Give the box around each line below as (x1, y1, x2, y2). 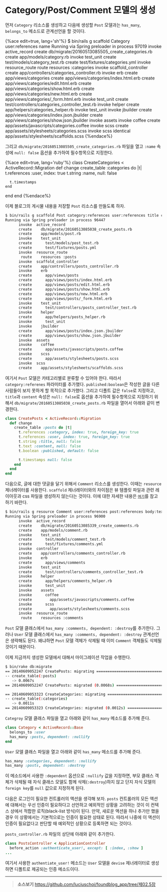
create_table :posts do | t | (14, 425, 72, 430)
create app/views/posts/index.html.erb (18, 278, 112, 283)
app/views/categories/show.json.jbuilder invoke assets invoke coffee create (5, 117, 161, 123)
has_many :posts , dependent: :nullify (9, 734, 90, 739)
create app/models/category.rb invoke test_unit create (5, 54, 117, 60)
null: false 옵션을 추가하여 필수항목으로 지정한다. (14, 150, 113, 156)
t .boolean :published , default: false (18, 448, 99, 453)
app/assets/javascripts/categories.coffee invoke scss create (5, 122, 129, 128)
